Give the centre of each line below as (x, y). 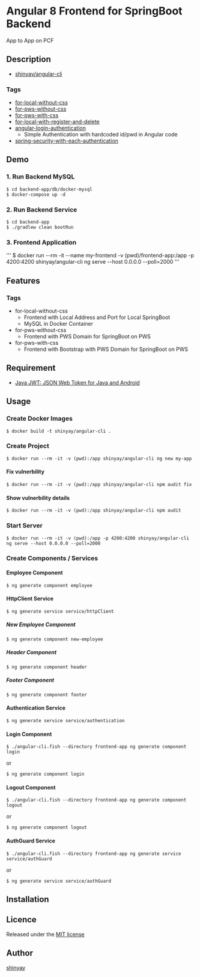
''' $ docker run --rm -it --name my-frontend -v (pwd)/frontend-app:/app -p (100, 255)
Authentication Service (36, 708)
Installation (28, 899)
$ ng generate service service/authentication (65, 720)
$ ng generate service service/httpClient (60, 611)
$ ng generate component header (47, 667)
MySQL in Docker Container (59, 324)
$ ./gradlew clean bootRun (40, 227)
